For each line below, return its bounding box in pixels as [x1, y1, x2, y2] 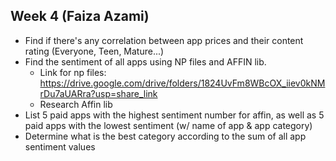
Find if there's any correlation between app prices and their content [24, 34, 304, 46]
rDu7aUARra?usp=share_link [39, 87, 158, 99]
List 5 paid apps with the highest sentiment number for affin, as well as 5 [24, 109, 325, 121]
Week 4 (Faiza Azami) [10, 8, 150, 25]
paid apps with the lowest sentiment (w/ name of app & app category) [24, 119, 313, 131]
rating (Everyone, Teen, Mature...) [24, 45, 165, 57]
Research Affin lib [39, 98, 113, 110]
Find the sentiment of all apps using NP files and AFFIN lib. [24, 55, 267, 68]
